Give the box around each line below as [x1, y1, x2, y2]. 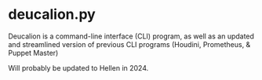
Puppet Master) [8, 48, 59, 57]
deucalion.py [8, 5, 96, 24]
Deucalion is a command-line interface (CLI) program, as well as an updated [8, 31, 255, 41]
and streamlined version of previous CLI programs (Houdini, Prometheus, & [8, 39, 251, 49]
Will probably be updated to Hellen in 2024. [8, 63, 149, 72]
